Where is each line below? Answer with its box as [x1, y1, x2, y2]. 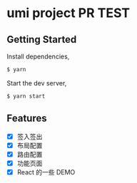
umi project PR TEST [6, 5, 131, 21]
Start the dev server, [6, 78, 67, 87]
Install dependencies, [6, 52, 70, 61]
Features [6, 113, 47, 125]
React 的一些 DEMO [16, 167, 76, 176]
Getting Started [6, 33, 77, 46]
